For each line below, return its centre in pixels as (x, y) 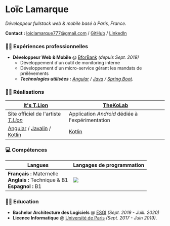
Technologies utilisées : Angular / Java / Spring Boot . (77, 79)
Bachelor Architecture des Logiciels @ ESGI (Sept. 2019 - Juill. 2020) (86, 213)
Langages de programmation (109, 165)
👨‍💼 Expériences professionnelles (47, 46)
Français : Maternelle (33, 173)
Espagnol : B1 (25, 186)
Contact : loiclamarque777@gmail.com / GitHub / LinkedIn (66, 33)
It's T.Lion (36, 105)
